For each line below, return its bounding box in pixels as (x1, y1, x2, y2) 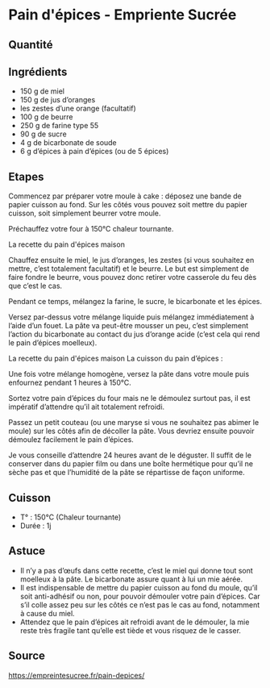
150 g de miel (19, 86, 64, 96)
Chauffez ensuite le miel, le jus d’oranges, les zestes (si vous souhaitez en (8, 256, 255, 265)
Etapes (8, 169, 44, 183)
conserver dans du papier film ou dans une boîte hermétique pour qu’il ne (8, 459, 254, 469)
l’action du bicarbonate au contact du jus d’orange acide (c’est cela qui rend (8, 329, 260, 340)
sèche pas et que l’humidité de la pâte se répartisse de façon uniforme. (8, 468, 245, 477)
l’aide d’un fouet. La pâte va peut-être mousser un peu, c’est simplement (8, 321, 249, 331)
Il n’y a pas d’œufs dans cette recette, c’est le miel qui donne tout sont (19, 565, 254, 575)
